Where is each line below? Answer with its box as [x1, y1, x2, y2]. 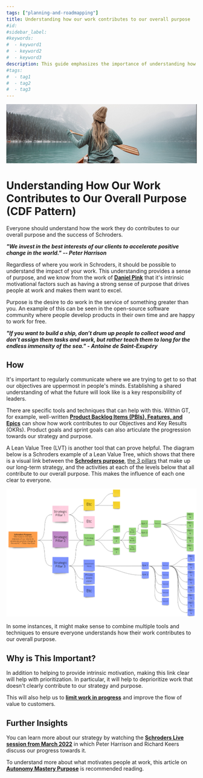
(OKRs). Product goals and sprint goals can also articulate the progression [6, 426, 192, 433]
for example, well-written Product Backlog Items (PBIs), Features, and [6, 413, 183, 421]
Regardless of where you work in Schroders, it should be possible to [6, 261, 176, 268]
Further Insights [6, 718, 68, 728]
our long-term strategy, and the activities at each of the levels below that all [6, 464, 195, 471]
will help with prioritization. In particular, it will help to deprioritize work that [6, 676, 193, 683]
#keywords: [6, 35, 34, 42]
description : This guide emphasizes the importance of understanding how [6, 61, 196, 67]
